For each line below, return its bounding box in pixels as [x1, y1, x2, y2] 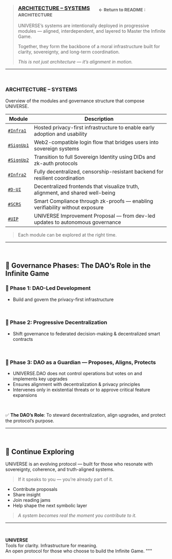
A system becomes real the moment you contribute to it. [17, 512, 137, 519]
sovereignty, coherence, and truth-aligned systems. [5, 466, 115, 472]
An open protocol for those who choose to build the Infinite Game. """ [5, 548, 153, 554]
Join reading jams [12, 497, 51, 503]
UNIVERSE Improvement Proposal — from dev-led [34, 212, 155, 219]
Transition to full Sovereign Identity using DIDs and [34, 153, 156, 160]
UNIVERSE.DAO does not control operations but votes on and [12, 371, 142, 377]
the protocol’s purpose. [5, 418, 55, 424]
